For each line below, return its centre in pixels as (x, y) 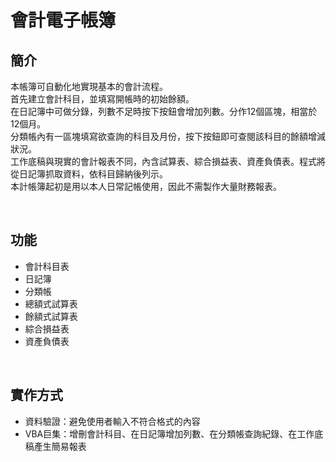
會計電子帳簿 (63, 20)
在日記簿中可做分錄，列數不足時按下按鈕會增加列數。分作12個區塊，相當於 (164, 111)
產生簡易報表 (60, 446)
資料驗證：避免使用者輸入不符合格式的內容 (112, 421)
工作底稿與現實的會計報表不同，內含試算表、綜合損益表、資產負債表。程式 (163, 161)
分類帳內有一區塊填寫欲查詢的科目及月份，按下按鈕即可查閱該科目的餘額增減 (168, 136)
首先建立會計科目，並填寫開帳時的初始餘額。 (102, 99)
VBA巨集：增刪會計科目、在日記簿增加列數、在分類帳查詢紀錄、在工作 (169, 433)
